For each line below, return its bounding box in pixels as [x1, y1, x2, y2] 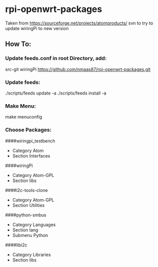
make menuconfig [5, 114, 42, 120]
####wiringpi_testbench [5, 137, 56, 143]
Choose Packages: [5, 126, 52, 133]
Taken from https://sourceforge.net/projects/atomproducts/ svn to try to [5, 20, 154, 26]
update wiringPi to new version [5, 25, 69, 31]
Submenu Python [12, 232, 48, 238]
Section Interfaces [12, 152, 51, 158]
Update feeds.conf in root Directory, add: [5, 55, 107, 62]
